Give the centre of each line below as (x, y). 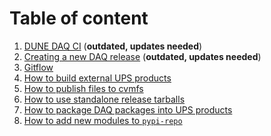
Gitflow (38, 67)
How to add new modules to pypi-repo (103, 120)
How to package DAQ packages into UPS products (128, 109)
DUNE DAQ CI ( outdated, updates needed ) (113, 46)
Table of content (79, 18)
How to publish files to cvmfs (83, 88)
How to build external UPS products (97, 78)
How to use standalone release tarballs (104, 99)
